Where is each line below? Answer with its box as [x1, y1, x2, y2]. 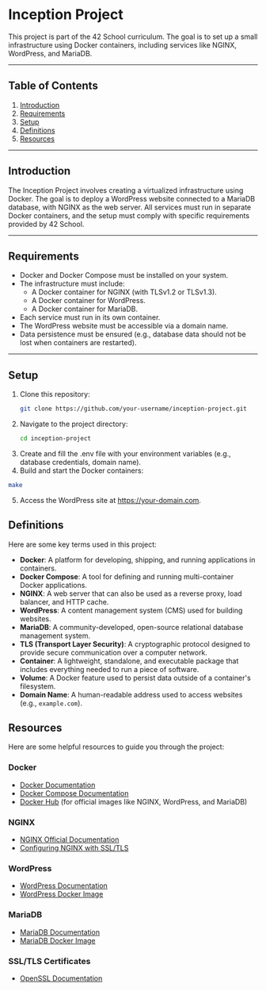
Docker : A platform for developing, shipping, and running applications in [19, 555, 256, 564]
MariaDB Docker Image [19, 935, 97, 945]
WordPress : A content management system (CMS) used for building [19, 605, 243, 615]
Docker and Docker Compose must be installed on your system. [19, 271, 229, 280]
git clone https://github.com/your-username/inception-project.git [19, 405, 247, 413]
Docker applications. [19, 580, 87, 590]
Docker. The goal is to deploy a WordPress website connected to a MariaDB [8, 194, 256, 203]
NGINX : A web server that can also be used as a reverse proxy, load [19, 589, 243, 598]
